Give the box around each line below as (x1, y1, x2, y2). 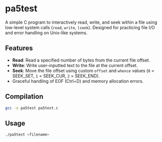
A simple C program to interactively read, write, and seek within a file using (5, 19, 158, 25)
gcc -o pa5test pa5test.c (5, 106, 58, 110)
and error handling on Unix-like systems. (5, 30, 88, 35)
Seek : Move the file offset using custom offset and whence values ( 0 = (12, 68, 155, 73)
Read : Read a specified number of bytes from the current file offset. (12, 57, 150, 63)
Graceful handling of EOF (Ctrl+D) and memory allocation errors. (12, 78, 144, 84)
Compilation (5, 92, 43, 101)
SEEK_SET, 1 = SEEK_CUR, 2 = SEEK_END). (12, 72, 100, 79)
